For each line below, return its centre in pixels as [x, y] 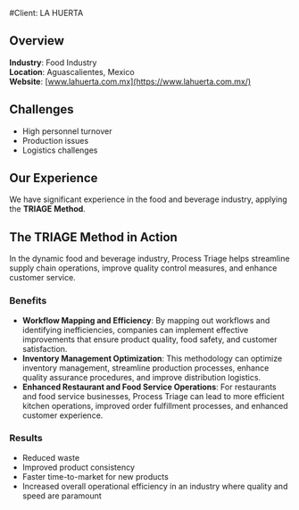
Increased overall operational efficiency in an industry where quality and [155, 486]
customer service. [42, 278]
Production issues [55, 140]
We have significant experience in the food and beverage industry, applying [148, 199]
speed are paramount [62, 496]
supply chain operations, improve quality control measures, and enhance [143, 268]
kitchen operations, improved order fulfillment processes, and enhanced [155, 405]
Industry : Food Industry [53, 63]
